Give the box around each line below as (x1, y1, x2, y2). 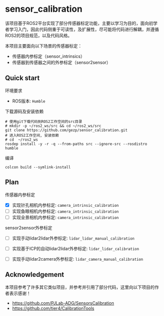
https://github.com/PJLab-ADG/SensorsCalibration (12, 300, 114, 306)
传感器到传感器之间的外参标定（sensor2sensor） (12, 59, 111, 65)
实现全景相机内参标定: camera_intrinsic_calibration (12, 214, 119, 220)
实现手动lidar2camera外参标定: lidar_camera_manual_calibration (12, 256, 143, 262)
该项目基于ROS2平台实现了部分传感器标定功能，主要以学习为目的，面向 (5, 20, 149, 26)
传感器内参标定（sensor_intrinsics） (12, 53, 85, 59)
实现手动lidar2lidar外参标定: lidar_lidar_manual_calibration (12, 235, 135, 241)
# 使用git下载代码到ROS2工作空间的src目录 (5, 119, 82, 124)
